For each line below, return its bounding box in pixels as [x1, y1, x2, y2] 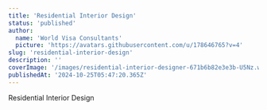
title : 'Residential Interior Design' [8, 11, 137, 20]
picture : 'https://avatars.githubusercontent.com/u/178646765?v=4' [15, 41, 244, 49]
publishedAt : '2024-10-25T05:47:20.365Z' [8, 71, 148, 79]
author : [8, 26, 34, 34]
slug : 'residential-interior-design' [8, 49, 133, 57]
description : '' [8, 57, 62, 65]
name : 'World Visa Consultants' [15, 33, 123, 42]
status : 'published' [8, 19, 77, 27]
